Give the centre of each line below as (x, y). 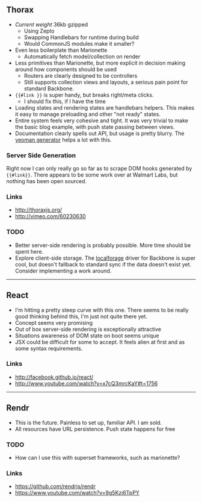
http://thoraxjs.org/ (38, 210)
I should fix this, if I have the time (65, 101)
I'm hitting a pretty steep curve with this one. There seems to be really (102, 310)
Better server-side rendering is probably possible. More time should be (103, 245)
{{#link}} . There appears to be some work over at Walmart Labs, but (92, 175)
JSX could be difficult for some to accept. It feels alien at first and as (100, 342)
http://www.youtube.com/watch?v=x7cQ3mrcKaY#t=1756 (86, 383)
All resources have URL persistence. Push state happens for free (95, 429)
